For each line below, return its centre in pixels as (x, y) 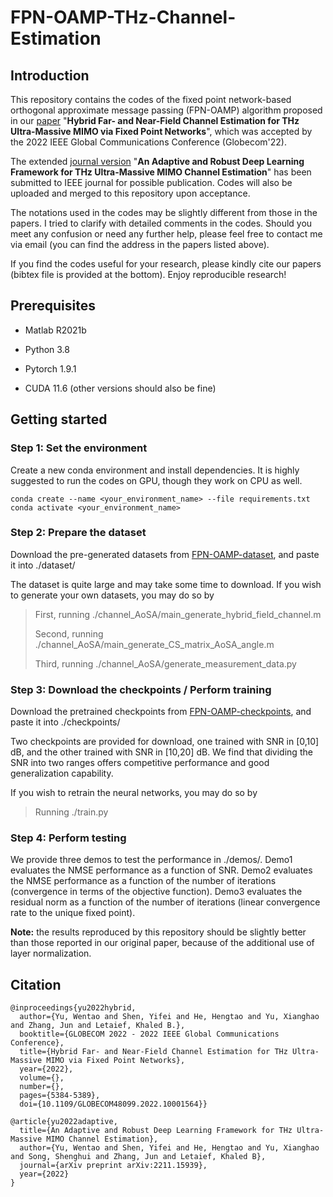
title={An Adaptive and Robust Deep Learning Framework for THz (156, 1131)
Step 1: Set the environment (79, 448)
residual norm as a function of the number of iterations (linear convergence (165, 902)
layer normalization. (51, 953)
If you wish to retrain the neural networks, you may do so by (134, 793)
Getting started (59, 419)
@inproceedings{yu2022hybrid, (73, 1008)
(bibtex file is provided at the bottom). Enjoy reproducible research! (148, 274)
